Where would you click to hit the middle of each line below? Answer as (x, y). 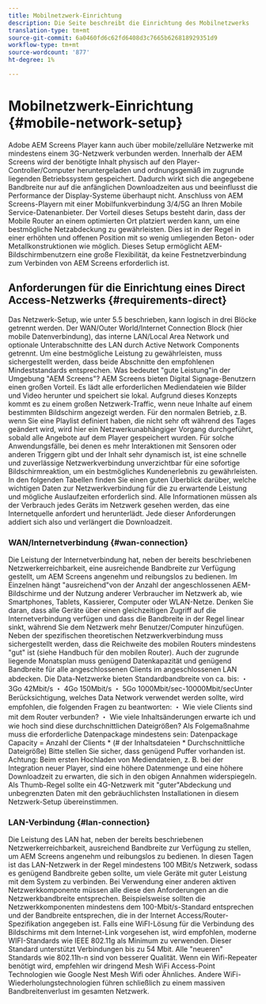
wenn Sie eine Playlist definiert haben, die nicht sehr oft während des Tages (132, 421)
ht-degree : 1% (32, 60)
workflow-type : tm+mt (44, 45)
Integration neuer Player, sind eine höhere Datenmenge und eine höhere (126, 767)
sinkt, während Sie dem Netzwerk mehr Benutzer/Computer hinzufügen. (126, 627)
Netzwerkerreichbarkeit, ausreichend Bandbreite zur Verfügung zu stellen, (130, 848)
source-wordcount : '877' (49, 52)
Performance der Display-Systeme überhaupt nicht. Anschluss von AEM (126, 195)
